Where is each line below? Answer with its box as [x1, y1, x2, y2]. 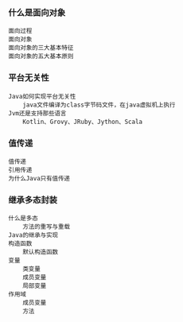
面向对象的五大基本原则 [8, 52, 74, 60]
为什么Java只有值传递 [8, 174, 70, 182]
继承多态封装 [8, 194, 58, 205]
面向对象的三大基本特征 [8, 44, 74, 52]
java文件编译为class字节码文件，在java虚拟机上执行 [22, 101, 176, 109]
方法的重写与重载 [22, 223, 70, 231]
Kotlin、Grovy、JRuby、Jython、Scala [22, 118, 143, 126]
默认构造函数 [22, 248, 58, 256]
